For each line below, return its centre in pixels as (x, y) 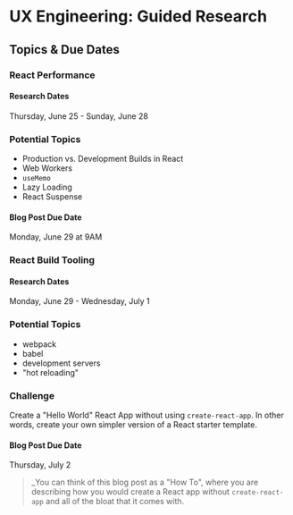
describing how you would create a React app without (130, 492)
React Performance (52, 75)
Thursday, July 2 (40, 465)
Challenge (32, 395)
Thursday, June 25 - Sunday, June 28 (79, 116)
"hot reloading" (50, 372)
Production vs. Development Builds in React (103, 159)
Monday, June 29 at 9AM (56, 237)
